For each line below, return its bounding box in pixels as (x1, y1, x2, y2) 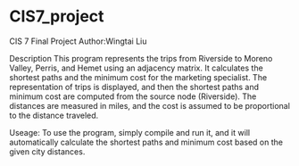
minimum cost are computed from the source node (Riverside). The (9, 91, 257, 102)
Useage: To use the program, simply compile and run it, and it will (9, 127, 251, 137)
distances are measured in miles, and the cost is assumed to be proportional (9, 100, 290, 111)
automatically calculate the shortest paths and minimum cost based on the (9, 137, 284, 147)
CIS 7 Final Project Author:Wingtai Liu (9, 36, 147, 46)
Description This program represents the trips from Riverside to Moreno (9, 53, 273, 63)
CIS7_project (9, 6, 104, 27)
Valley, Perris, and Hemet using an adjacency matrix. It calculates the (9, 62, 263, 73)
